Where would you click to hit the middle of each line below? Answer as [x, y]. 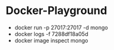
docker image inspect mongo [51, 40]
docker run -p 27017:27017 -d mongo [61, 27]
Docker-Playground [56, 11]
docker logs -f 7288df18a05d [52, 34]
